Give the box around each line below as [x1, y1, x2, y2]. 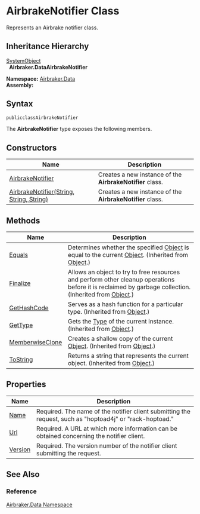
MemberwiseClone [9, 338, 62, 347]
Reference [6, 487, 37, 495]
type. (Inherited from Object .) [67, 308, 150, 316]
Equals [9, 251, 29, 259]
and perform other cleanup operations [67, 276, 175, 284]
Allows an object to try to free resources [67, 268, 180, 276]
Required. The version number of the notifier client [36, 441, 177, 449]
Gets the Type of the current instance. [67, 317, 174, 326]
